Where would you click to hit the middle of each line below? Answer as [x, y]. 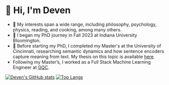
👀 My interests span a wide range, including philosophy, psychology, [84, 24]
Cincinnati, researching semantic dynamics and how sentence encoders [88, 51]
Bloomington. [26, 40]
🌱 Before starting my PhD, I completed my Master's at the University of [87, 46]
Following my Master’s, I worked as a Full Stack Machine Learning [82, 62]
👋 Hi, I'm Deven [38, 10]
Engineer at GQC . [31, 67]
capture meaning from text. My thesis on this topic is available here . [84, 56]
